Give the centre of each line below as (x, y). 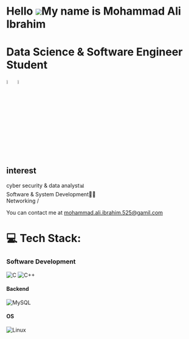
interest (21, 170)
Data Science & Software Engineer (94, 52)
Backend (18, 289)
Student (27, 65)
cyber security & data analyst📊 (46, 186)
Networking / (23, 201)
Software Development (41, 262)
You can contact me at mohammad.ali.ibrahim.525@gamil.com (84, 213)
